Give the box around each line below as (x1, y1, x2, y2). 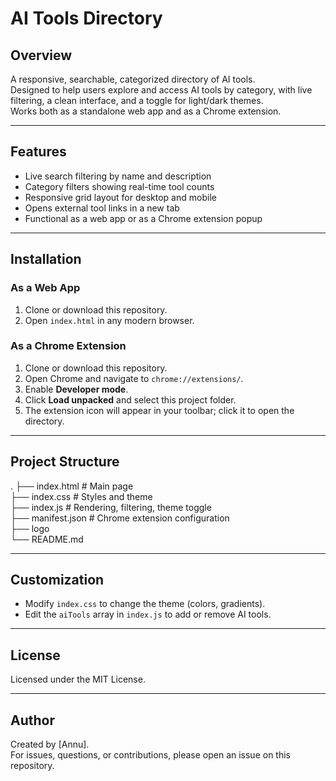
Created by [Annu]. (10, 738, 90, 751)
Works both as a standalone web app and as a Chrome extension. (10, 105, 282, 117)
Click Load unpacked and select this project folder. (24, 393, 237, 406)
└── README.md (10, 533, 84, 545)
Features (10, 143, 67, 161)
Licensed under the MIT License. (10, 673, 146, 686)
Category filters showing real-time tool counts (24, 180, 215, 192)
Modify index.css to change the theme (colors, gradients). (24, 598, 266, 610)
